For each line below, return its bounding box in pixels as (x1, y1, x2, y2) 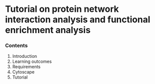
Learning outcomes (12, 58, 52, 65)
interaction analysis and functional (5, 14, 151, 25)
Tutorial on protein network (5, 3, 119, 15)
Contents (5, 42, 28, 49)
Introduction (12, 53, 37, 59)
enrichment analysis (5, 25, 91, 36)
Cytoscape (12, 69, 35, 75)
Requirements (12, 64, 41, 70)
